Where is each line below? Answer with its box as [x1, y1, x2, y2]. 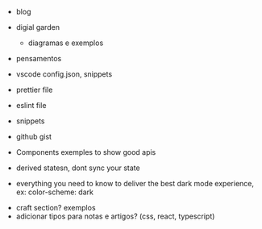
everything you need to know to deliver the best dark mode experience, [15, 179, 255, 188]
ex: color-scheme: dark [15, 187, 94, 197]
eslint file [15, 101, 47, 110]
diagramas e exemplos [27, 38, 104, 48]
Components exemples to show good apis [15, 148, 156, 156]
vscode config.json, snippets [15, 69, 113, 79]
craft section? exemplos [15, 203, 96, 212]
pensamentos [15, 54, 62, 63]
